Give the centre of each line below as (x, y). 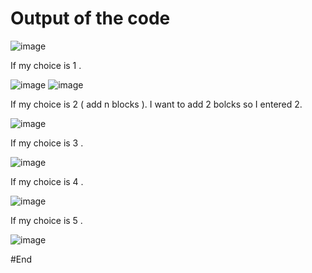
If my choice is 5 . (46, 220)
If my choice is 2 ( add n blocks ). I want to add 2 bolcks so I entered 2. (156, 104)
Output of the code (90, 18)
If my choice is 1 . (46, 65)
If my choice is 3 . (47, 143)
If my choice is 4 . (47, 181)
